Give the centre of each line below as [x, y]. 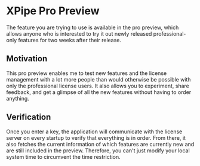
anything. [18, 98]
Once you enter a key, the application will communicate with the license [94, 131]
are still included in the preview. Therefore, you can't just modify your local [98, 151]
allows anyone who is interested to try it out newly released [79, 33]
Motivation [27, 59]
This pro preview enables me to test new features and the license [87, 73]
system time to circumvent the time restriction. [63, 156]
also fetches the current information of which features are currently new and [100, 144]
